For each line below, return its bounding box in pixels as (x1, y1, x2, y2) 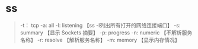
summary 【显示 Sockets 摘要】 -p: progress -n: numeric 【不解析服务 (20, 29, 193, 36)
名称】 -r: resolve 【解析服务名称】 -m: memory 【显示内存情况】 (20, 36, 180, 43)
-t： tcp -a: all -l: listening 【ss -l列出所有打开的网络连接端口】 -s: (20, 22, 181, 29)
